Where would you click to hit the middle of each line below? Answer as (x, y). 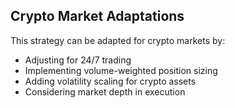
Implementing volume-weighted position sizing (121, 70)
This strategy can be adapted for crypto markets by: (118, 40)
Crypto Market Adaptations (97, 16)
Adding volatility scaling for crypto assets (110, 81)
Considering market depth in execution (105, 91)
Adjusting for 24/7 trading (78, 60)
